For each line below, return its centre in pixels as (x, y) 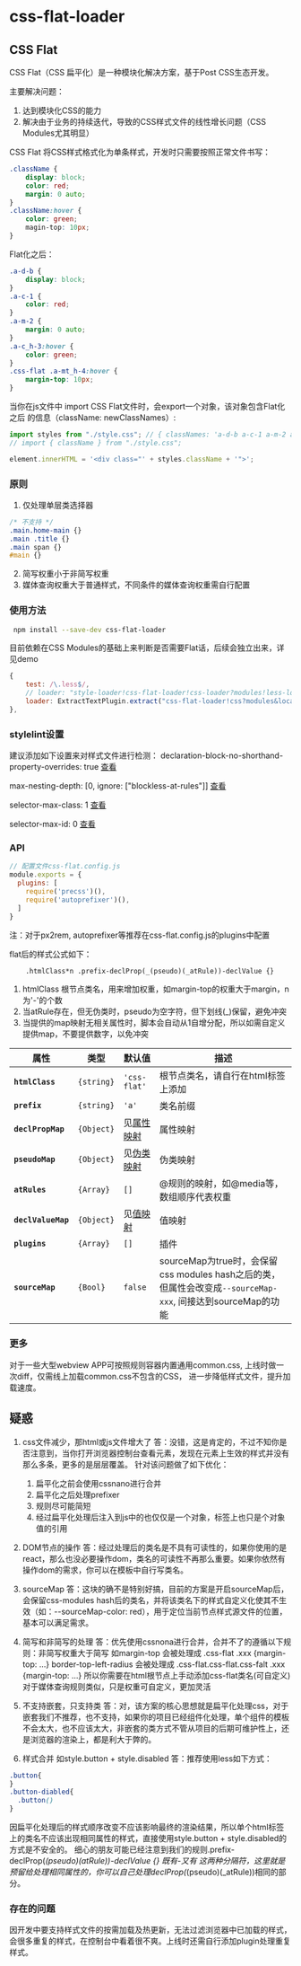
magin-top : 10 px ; (58, 228)
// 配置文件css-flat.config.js (65, 867)
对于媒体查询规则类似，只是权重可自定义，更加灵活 (116, 1687)
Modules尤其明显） (58, 133)
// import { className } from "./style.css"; (95, 443)
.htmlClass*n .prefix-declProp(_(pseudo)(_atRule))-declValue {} (150, 971)
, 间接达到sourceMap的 (222, 1301)
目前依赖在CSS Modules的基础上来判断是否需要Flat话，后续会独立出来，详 (147, 648)
